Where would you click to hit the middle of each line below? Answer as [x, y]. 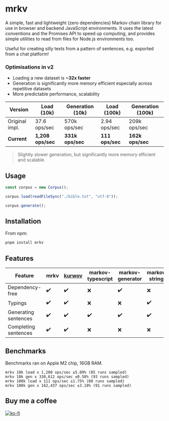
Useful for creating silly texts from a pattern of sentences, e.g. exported [80, 48]
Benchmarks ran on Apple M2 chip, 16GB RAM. [54, 363]
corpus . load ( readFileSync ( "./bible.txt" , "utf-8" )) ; [62, 196]
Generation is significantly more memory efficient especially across [82, 83]
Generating [21, 312]
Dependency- [25, 287]
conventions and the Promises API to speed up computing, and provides [80, 33]
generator [130, 279]
